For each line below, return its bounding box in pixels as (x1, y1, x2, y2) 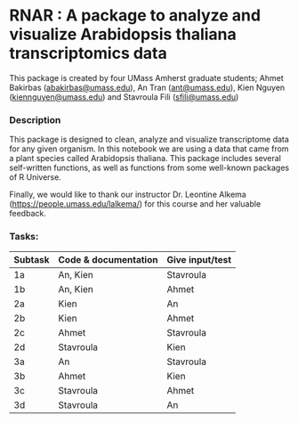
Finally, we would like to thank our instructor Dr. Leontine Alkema (9, 189, 246, 200)
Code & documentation (58, 253, 158, 265)
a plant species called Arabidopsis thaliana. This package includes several (9, 153, 282, 164)
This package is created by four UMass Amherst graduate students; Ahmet (9, 72, 284, 83)
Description (9, 113, 61, 126)
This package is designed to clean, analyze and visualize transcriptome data (9, 134, 289, 145)
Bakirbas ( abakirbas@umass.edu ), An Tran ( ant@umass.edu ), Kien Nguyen (9, 82, 286, 93)
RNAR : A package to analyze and (9, 5, 261, 26)
